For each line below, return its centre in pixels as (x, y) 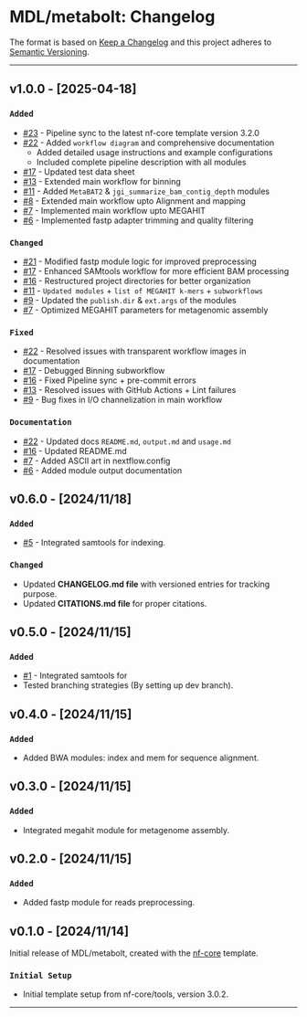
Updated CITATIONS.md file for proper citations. (115, 603)
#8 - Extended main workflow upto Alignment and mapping (134, 201)
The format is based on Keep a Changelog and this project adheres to (141, 42)
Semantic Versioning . (49, 51)
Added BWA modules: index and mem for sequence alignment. (141, 757)
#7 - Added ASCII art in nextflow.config (96, 461)
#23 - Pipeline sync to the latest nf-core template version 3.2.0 (141, 132)
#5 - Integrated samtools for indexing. (94, 543)
